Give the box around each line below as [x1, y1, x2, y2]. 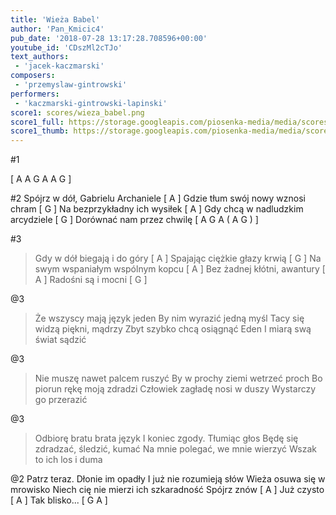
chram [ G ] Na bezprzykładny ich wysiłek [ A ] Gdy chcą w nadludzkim [10, 203, 304, 215]
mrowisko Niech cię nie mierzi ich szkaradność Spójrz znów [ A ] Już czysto [10, 484, 325, 496]
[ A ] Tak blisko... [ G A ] [10, 494, 108, 506]
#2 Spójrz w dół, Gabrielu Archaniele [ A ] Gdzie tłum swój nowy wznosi [10, 192, 306, 205]
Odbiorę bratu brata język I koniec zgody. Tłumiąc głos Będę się [34, 432, 299, 445]
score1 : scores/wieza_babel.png [10, 107, 145, 118]
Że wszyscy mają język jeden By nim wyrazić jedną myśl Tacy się [34, 312, 305, 325]
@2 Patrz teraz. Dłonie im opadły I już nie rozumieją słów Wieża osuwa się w [10, 473, 326, 485]
